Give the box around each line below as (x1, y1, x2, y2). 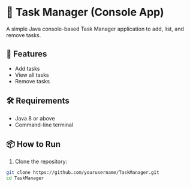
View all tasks (14, 71, 49, 79)
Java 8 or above (14, 114, 55, 122)
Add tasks (14, 65, 40, 72)
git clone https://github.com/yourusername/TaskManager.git (6, 170, 160, 176)
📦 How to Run (6, 139, 61, 149)
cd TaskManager (6, 175, 44, 182)
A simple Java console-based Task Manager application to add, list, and (6, 25, 185, 32)
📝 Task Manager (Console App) (6, 5, 164, 19)
